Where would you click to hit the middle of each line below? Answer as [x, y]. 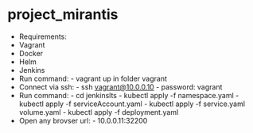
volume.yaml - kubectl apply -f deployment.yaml [99, 112]
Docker [31, 53]
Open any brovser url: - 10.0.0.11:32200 [83, 120]
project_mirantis [63, 15]
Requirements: [43, 36]
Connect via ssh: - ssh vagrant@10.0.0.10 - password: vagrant [121, 87]
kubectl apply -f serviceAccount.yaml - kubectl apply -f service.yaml [132, 104]
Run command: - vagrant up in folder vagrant [93, 78]
